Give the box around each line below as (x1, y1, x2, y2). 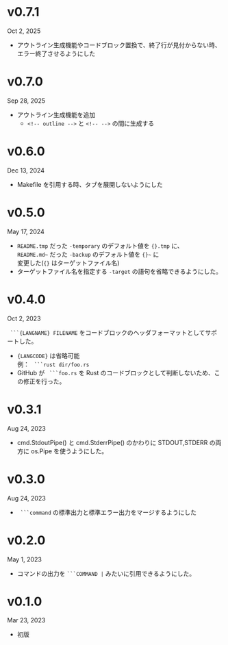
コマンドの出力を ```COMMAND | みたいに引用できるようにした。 (16, 569, 196, 577)
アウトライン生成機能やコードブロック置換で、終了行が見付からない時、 (16, 40, 221, 49)
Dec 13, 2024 (7, 166, 45, 175)
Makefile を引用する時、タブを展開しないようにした (16, 180, 163, 188)
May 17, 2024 (7, 227, 45, 236)
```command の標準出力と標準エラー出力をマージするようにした (20, 508, 197, 516)
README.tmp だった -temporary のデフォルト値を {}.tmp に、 (16, 241, 183, 250)
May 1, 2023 (7, 555, 42, 564)
